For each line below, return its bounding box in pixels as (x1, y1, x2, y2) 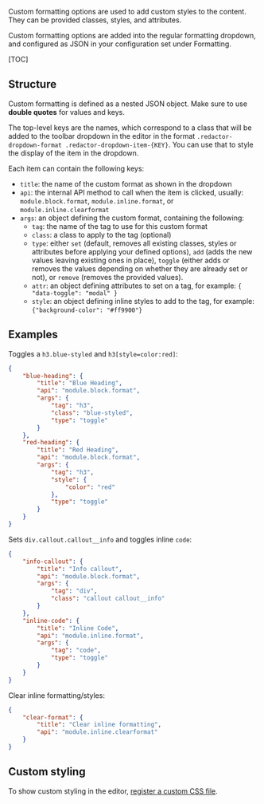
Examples (8, 328, 58, 341)
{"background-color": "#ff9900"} (31, 306, 143, 314)
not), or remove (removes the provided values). (31, 272, 184, 282)
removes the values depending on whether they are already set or (31, 263, 248, 274)
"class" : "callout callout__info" (50, 594, 165, 603)
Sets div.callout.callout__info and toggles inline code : (8, 534, 192, 544)
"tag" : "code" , (50, 646, 102, 655)
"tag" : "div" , (50, 587, 98, 595)
